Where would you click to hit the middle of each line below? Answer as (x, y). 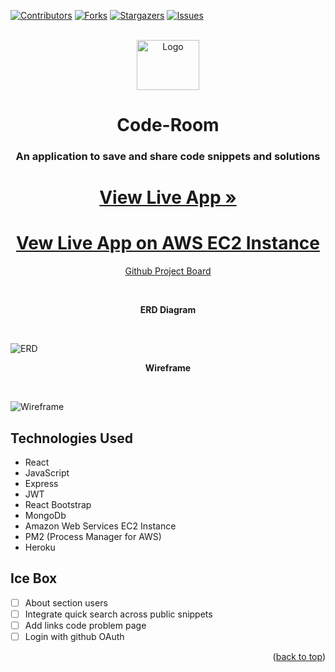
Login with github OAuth (74, 637)
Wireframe (168, 368)
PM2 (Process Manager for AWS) (93, 537)
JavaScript (47, 473)
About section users (66, 602)
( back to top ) (299, 657)
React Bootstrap (58, 505)
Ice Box (34, 578)
